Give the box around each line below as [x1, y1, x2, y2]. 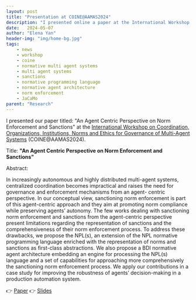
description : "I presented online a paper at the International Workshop [6, 19, 190, 25]
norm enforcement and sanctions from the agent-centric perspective [6, 213, 173, 220]
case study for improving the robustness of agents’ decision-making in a [6, 269, 181, 276]
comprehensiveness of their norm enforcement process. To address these [6, 226, 185, 233]
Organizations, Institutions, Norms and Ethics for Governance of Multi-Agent [6, 129, 190, 136]
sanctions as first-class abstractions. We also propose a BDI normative [6, 244, 177, 251]
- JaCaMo [16, 95, 38, 101]
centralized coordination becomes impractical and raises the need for [6, 182, 174, 189]
